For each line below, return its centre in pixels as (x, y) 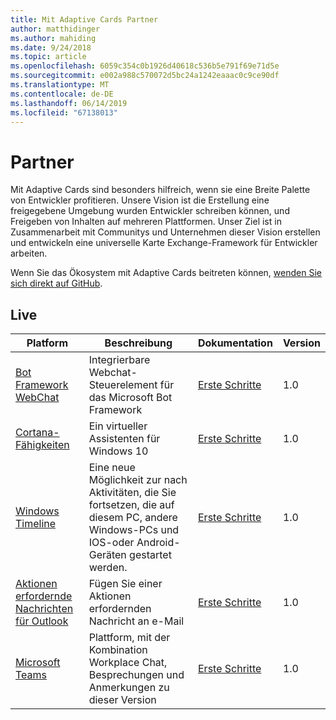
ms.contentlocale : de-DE (62, 94)
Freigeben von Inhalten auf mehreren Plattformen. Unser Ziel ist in (146, 222)
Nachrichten (44, 609)
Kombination (118, 650)
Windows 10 (118, 451)
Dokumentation (235, 343)
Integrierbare (119, 360)
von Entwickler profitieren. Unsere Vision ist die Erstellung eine (140, 200)
